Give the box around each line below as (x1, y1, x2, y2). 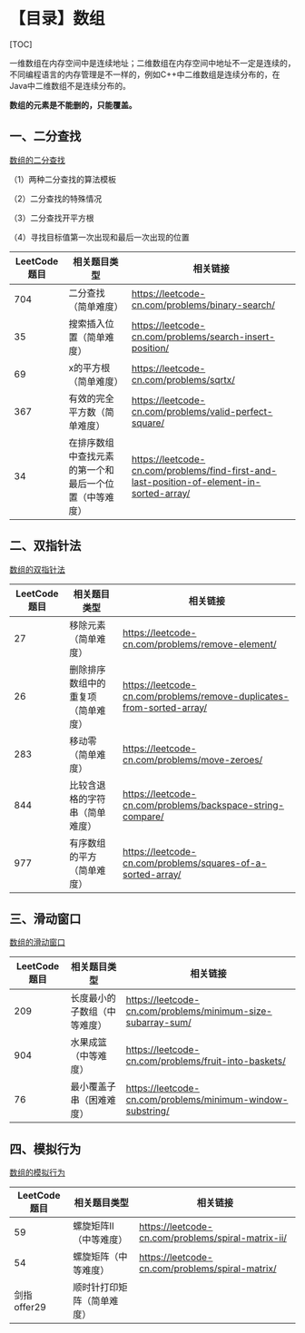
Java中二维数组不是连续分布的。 (9, 80, 132, 91)
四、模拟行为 (9, 1141, 82, 1157)
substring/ (125, 1104, 170, 1117)
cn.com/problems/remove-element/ (122, 637, 277, 650)
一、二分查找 (9, 129, 82, 144)
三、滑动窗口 (9, 911, 82, 926)
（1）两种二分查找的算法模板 (9, 173, 116, 184)
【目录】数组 (9, 8, 106, 29)
